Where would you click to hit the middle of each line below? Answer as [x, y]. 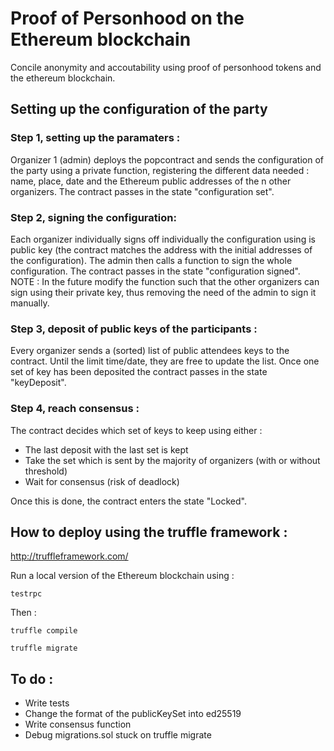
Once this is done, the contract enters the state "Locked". [128, 501]
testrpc [26, 594]
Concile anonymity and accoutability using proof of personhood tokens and [166, 67]
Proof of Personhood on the [127, 18]
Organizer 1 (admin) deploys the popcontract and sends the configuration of [167, 159]
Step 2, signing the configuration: [93, 217]
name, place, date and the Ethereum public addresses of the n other [151, 181]
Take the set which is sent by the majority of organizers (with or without [172, 460]
